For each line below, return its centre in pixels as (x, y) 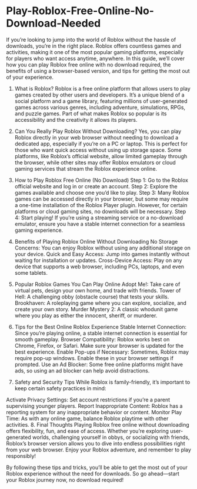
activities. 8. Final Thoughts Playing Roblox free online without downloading (98, 424)
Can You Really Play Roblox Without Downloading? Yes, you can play (98, 131)
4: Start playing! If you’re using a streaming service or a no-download (99, 217)
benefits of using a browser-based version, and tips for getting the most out (98, 71)
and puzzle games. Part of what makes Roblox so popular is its (91, 114)
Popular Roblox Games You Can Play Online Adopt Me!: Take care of (97, 284)
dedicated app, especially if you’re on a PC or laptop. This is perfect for (101, 144)
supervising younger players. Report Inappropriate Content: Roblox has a (94, 406)
